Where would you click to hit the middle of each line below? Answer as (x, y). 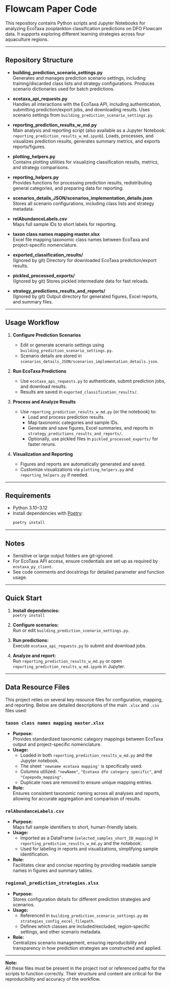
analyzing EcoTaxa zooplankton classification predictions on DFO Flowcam (84, 28)
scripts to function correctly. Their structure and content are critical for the (83, 973)
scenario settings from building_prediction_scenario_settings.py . (83, 115)
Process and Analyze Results (44, 402)
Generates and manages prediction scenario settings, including (79, 78)
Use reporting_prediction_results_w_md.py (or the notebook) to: (88, 411)
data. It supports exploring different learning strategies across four (75, 34)
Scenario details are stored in (51, 356)
